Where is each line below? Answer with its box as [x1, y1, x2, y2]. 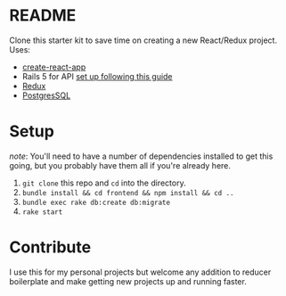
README [9, 5, 77, 26]
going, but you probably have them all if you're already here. [9, 160, 232, 170]
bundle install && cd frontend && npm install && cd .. [21, 188, 234, 197]
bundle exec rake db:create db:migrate [21, 198, 171, 207]
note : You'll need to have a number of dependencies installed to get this [9, 151, 274, 161]
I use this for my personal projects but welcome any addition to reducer [9, 267, 272, 277]
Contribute [9, 237, 92, 258]
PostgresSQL [21, 90, 71, 101]
